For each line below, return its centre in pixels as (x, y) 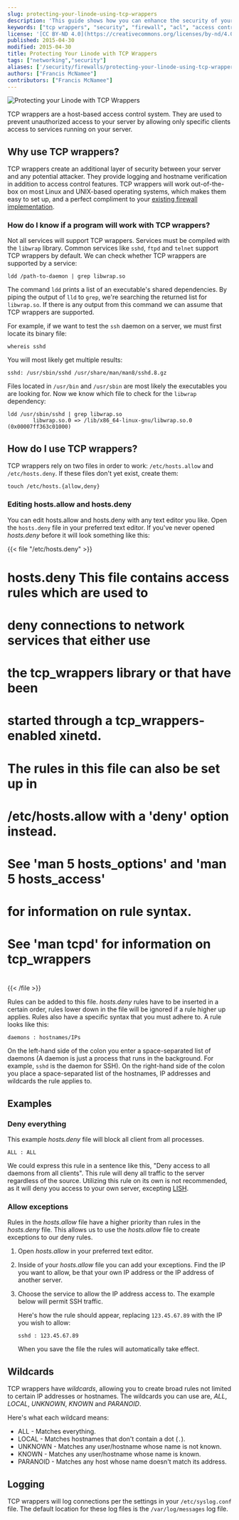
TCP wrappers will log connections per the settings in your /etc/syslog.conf (119, 1501)
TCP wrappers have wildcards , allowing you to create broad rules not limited (119, 1389)
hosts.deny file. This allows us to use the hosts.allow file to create (104, 1230)
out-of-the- (208, 184)
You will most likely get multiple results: (65, 360)
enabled (32, 736)
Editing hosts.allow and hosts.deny (69, 504)
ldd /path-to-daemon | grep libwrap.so (67, 276)
